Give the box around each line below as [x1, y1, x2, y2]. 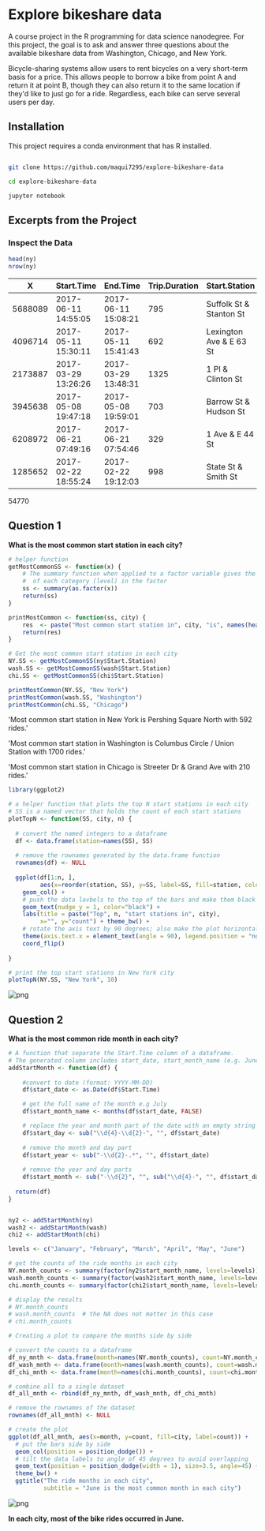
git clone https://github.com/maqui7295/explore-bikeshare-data [8, 163, 224, 171]
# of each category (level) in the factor [22, 578, 168, 586]
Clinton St [206, 373, 243, 384]
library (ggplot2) [8, 786, 65, 794]
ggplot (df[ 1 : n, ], [15, 874, 77, 882]
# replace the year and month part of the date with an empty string [22, 1122, 256, 1130]
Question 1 [8, 519, 62, 533]
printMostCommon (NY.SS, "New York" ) [8, 686, 129, 694]
